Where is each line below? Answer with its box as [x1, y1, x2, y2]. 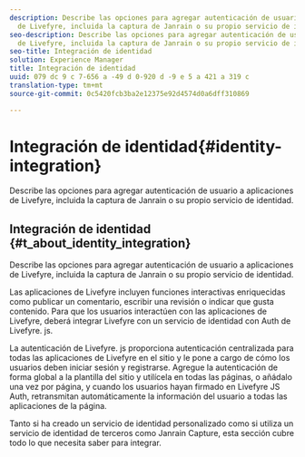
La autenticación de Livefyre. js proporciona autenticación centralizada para [9, 343, 294, 354]
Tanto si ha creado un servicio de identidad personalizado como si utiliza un [9, 418, 294, 429]
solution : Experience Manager [9, 55, 124, 64]
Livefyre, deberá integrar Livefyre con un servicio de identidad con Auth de [9, 316, 291, 326]
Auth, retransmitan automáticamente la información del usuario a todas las [9, 391, 288, 402]
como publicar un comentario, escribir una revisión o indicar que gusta [9, 297, 274, 307]
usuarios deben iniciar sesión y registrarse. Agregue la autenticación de [9, 362, 279, 373]
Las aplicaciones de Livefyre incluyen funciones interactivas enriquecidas [9, 287, 286, 297]
